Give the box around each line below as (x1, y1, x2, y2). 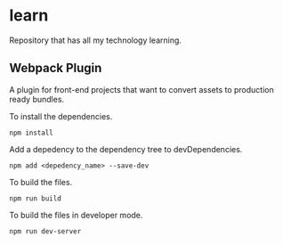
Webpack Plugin (9, 61, 102, 76)
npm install (9, 128, 53, 137)
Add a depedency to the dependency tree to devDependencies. (9, 143, 243, 154)
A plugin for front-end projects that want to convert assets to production (9, 84, 274, 94)
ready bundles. (9, 94, 65, 104)
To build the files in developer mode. (9, 209, 143, 220)
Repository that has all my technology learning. (9, 35, 182, 45)
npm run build (9, 193, 62, 203)
